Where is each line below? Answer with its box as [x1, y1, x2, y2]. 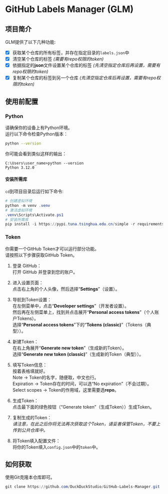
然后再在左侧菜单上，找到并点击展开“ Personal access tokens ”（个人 [12, 309, 155, 315]
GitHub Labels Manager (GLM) [5, 4, 134, 15]
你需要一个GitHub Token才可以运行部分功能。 [5, 245, 99, 252]
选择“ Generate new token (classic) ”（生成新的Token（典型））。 [12, 351, 144, 357]
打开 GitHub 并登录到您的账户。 [12, 269, 78, 275]
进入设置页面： [12, 280, 43, 286]
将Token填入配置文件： [12, 438, 60, 444]
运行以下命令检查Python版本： [5, 131, 68, 137]
